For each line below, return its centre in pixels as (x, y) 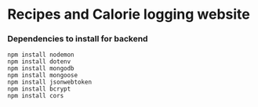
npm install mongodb (41, 69)
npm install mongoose (43, 76)
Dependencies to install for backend (78, 39)
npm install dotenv (39, 62)
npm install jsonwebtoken (49, 82)
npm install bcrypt (39, 89)
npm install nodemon (41, 55)
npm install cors (36, 96)
